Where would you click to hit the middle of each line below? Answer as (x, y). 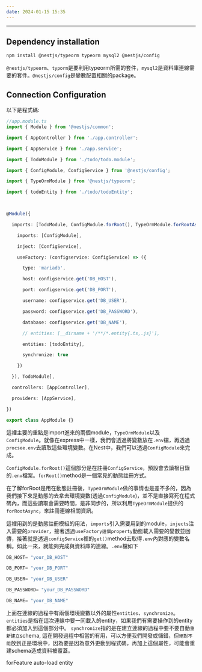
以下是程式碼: (23, 110)
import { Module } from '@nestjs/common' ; (60, 127)
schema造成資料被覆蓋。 (42, 650)
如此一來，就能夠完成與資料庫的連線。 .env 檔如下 (77, 546)
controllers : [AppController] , (51, 387)
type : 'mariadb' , (44, 268)
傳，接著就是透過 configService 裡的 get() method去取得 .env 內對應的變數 (95, 538)
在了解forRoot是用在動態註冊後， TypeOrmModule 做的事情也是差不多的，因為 (99, 488)
